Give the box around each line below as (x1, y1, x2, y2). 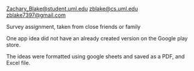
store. (6, 42, 21, 48)
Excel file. (6, 60, 31, 66)
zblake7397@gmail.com (6, 11, 66, 19)
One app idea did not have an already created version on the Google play (6, 35, 188, 42)
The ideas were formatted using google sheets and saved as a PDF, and (6, 53, 185, 60)
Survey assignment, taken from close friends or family (6, 23, 141, 30)
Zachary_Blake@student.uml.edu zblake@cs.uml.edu (6, 5, 139, 12)
